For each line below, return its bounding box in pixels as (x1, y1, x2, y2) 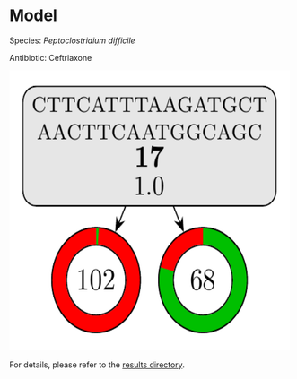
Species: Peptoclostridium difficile (9, 35, 136, 46)
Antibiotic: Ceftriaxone (9, 52, 92, 63)
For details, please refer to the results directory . (9, 359, 186, 370)
